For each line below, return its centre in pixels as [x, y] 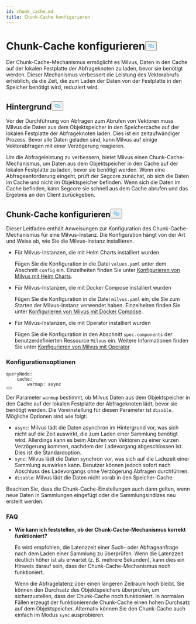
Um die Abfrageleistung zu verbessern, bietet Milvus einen [77, 157]
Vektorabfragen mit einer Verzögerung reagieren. [66, 146]
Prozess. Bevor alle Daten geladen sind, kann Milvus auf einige [82, 140]
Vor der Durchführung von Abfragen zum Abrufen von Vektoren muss [90, 121]
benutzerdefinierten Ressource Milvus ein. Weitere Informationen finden [102, 341]
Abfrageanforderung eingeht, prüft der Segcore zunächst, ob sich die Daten [97, 176]
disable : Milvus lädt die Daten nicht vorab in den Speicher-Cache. [94, 478]
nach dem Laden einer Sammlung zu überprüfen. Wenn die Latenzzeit [99, 553]
